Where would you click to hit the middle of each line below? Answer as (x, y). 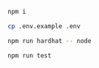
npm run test (30, 55)
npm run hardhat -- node (49, 40)
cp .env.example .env (44, 26)
